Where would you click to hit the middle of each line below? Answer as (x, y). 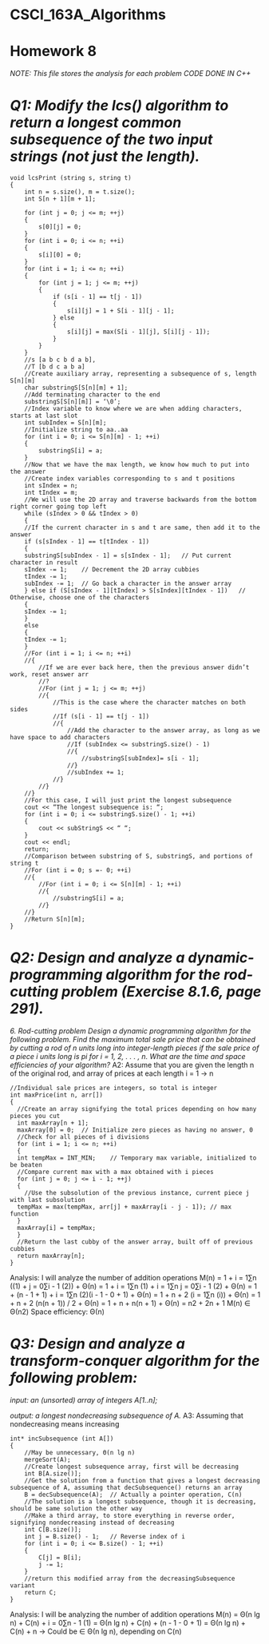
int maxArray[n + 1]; (53, 1123)
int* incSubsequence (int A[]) (62, 1439)
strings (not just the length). (105, 157)
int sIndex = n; (51, 486)
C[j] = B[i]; (60, 1557)
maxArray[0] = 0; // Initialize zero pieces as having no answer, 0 (135, 1130)
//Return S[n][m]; (55, 920)
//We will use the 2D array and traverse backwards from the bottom (140, 500)
